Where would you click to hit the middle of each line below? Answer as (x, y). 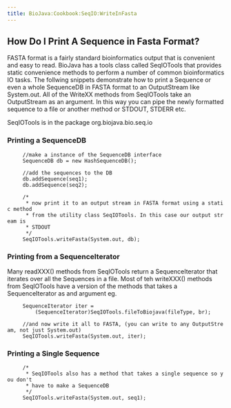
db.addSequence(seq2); (55, 185)
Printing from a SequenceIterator (63, 256)
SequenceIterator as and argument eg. (62, 294)
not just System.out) (50, 330)
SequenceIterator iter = (58, 306)
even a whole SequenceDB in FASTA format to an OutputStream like (103, 88)
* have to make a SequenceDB (67, 386)
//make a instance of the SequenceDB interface (92, 155)
